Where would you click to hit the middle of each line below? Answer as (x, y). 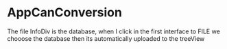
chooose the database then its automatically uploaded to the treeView (106, 38)
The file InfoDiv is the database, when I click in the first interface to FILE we (114, 31)
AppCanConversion (64, 13)
